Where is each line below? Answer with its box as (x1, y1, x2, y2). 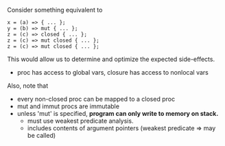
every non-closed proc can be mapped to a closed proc (16, 95, 176, 103)
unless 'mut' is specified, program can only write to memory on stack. (16, 110, 219, 117)
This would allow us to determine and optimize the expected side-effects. (7, 55, 215, 63)
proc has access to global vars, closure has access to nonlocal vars (16, 69, 209, 76)
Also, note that (7, 82, 49, 90)
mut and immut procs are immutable (16, 102, 120, 110)
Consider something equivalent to (7, 6, 103, 14)
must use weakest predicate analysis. (27, 117, 134, 125)
